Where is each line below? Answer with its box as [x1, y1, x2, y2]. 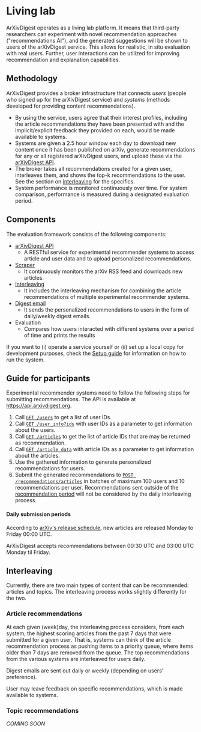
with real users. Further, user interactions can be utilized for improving [6, 49, 180, 57]
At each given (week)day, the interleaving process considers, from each [6, 623, 185, 630]
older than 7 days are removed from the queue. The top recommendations [6, 648, 190, 656]
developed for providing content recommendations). [6, 102, 136, 109]
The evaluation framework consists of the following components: [6, 230, 167, 238]
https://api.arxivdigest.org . [6, 402, 72, 410]
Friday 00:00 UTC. [6, 531, 52, 538]
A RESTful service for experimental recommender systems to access [23, 248, 194, 256]
